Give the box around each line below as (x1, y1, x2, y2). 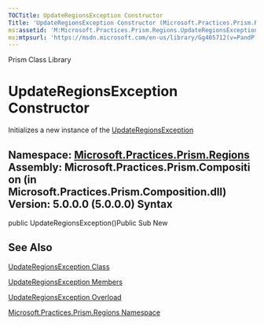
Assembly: (8, 161, 63, 174)
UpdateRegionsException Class (8, 261, 110, 271)
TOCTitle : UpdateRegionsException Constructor (8, 11, 163, 20)
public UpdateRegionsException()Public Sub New (8, 218, 168, 227)
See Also (8, 241, 53, 254)
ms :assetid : (8, 26, 47, 34)
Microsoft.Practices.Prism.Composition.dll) (8, 185, 227, 198)
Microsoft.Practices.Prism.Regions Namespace (8, 308, 161, 317)
